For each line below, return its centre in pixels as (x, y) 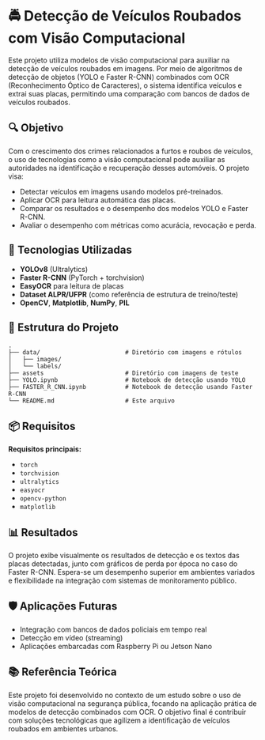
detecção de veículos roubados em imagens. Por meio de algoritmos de (125, 68)
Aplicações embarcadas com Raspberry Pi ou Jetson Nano (115, 646)
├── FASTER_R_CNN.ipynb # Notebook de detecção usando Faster (131, 387)
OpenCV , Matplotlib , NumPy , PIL (74, 303)
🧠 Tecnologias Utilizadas (70, 250)
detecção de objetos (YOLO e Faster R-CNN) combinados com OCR (119, 77)
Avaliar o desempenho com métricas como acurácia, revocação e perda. (138, 225)
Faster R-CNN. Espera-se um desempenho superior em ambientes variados (132, 572)
